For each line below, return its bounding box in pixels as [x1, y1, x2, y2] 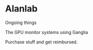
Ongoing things [5, 19, 37, 25]
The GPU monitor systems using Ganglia [5, 29, 89, 35]
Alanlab [5, 3, 38, 14]
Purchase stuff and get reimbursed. [5, 38, 78, 45]
